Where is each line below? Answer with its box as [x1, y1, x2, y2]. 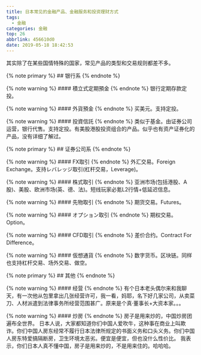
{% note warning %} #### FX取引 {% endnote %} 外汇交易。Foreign [6, 158, 176, 165]
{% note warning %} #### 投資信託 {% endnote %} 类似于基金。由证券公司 [6, 117, 193, 125]
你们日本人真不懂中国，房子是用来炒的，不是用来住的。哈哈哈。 [16, 342, 174, 349]
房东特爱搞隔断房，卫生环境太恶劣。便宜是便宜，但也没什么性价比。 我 [11, 335, 186, 342]
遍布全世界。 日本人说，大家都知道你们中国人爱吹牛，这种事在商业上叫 [6, 320, 181, 327]
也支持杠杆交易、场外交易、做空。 [6, 259, 90, 266]
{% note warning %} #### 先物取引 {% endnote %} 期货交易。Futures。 [6, 198, 185, 205]
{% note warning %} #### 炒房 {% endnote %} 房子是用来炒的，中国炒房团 [6, 312, 193, 319]
